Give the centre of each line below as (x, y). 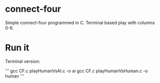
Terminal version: (23, 61)
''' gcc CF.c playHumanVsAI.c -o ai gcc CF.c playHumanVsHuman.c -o (77, 71)
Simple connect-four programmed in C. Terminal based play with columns (80, 23)
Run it (17, 48)
